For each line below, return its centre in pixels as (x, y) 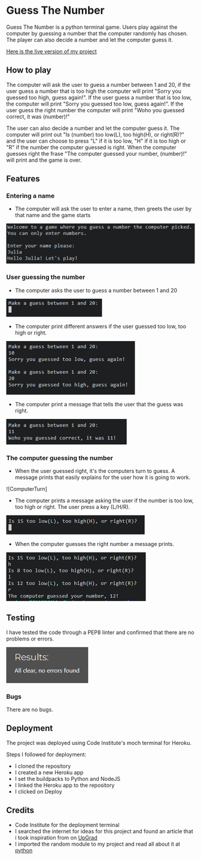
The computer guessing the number (60, 458)
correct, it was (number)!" (38, 116)
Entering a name (31, 196)
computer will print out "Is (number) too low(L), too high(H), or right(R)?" (95, 134)
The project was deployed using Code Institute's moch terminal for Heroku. (99, 743)
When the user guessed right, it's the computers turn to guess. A (95, 470)
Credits (20, 811)
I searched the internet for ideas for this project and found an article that (104, 831)
